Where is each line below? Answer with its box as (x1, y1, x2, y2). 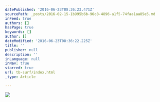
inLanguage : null (5, 57, 40, 61)
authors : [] (5, 20, 29, 26)
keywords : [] (5, 29, 32, 34)
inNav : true (5, 61, 29, 66)
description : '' (5, 52, 38, 57)
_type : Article (5, 74, 36, 79)
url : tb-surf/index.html (5, 70, 55, 75)
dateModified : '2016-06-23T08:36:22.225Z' (5, 39, 92, 44)
